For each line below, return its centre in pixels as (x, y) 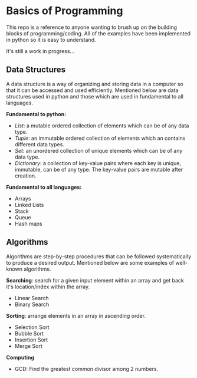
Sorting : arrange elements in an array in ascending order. (76, 315)
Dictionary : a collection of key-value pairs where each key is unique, (98, 163)
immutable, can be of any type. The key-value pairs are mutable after (99, 169)
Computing (20, 357)
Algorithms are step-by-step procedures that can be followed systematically (99, 256)
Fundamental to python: (36, 114)
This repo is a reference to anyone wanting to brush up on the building (92, 27)
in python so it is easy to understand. (51, 40)
